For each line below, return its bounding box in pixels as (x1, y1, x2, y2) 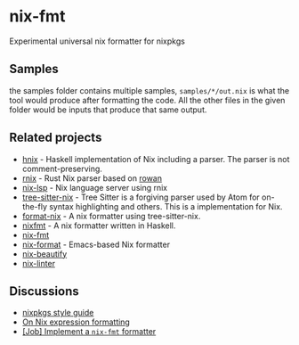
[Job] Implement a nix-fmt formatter (21, 326, 157, 337)
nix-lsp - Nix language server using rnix (21, 182, 168, 193)
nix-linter (21, 258, 56, 268)
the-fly (21, 201, 47, 211)
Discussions (9, 283, 79, 299)
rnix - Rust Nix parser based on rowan (21, 172, 163, 184)
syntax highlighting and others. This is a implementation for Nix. (48, 201, 283, 211)
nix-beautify (21, 248, 68, 259)
